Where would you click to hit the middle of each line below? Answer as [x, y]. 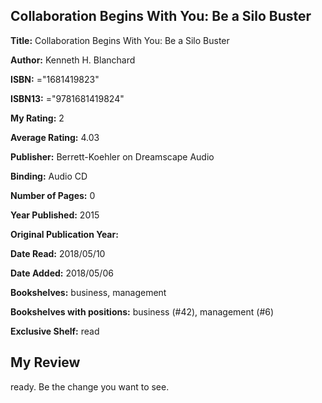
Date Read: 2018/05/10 [58, 253]
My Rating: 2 [37, 118]
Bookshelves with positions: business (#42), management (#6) [142, 311]
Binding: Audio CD [49, 176]
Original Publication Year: [64, 234]
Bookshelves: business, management [88, 292]
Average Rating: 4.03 [55, 137]
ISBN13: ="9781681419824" [67, 98]
